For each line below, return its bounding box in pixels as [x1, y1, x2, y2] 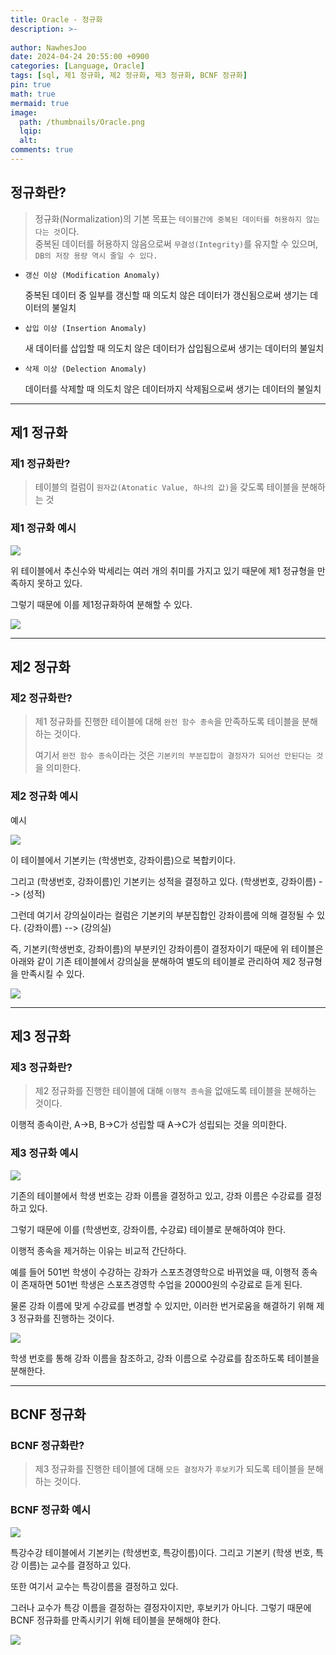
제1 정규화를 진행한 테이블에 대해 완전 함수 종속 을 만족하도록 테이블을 [34, 716, 300, 728]
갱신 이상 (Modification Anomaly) [24, 270, 161, 280]
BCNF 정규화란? [10, 1438, 85, 1452]
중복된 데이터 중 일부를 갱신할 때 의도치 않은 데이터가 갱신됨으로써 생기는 [24, 289, 308, 301]
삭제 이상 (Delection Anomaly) [24, 364, 147, 374]
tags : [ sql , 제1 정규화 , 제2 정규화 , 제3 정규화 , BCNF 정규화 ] [10, 71, 248, 81]
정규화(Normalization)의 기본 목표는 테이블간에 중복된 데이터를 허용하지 [34, 212, 302, 225]
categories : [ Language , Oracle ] [10, 61, 145, 71]
